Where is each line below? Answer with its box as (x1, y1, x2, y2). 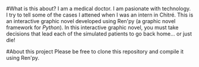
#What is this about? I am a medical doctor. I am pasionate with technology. (6, 5, 191, 12)
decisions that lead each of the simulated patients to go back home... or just (6, 30, 192, 37)
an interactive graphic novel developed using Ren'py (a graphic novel (6, 18, 176, 24)
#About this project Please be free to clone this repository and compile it (6, 48, 184, 55)
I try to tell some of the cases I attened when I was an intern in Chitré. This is (6, 11, 194, 18)
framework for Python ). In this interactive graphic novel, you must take (6, 24, 179, 31)
